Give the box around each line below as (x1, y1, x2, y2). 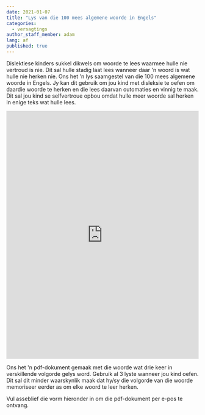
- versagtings (12, 26, 48, 32)
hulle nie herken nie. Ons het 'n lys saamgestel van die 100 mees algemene (6, 73, 195, 80)
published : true (6, 43, 48, 49)
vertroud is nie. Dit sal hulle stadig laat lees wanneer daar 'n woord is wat (6, 66, 190, 73)
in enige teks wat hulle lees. (6, 98, 76, 106)
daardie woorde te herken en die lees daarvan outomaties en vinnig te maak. (6, 85, 199, 93)
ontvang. (6, 401, 29, 409)
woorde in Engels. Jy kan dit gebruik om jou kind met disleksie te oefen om (6, 79, 195, 86)
